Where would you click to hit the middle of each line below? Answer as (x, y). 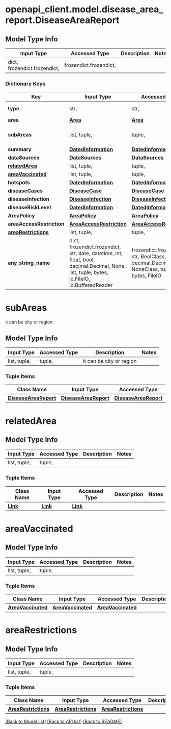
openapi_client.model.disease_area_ (84, 9)
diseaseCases (25, 191)
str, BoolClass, (149, 257)
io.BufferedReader (91, 285)
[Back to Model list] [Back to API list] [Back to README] (64, 722)
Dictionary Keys (25, 84)
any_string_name (29, 263)
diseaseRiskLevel (30, 208)
